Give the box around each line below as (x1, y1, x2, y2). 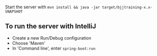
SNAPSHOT (5, 9, 23, 14)
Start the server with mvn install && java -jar (5, 4, 100, 10)
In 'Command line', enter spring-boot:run (12, 45, 96, 51)
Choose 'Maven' (12, 40, 45, 46)
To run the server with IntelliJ (5, 22, 96, 30)
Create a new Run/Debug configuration (12, 35, 91, 41)
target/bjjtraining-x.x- (102, 5, 153, 10)
